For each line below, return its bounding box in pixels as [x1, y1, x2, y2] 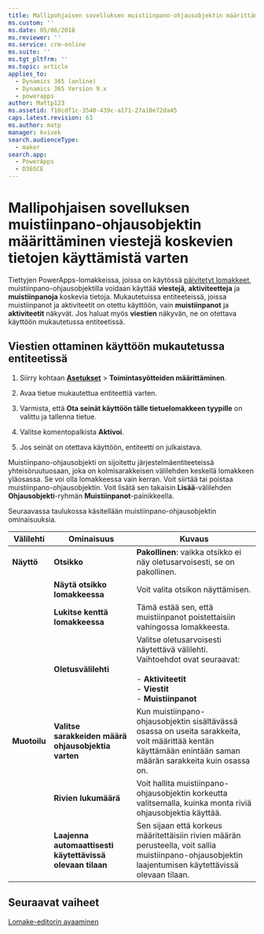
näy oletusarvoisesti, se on [136, 556, 236, 567]
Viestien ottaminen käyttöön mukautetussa [8, 340, 225, 353]
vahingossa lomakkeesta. [136, 621, 230, 632]
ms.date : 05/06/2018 [8, 26, 76, 34]
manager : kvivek [8, 128, 61, 136]
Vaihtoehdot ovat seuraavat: [136, 654, 240, 665]
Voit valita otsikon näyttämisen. [136, 584, 251, 595]
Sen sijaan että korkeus [136, 820, 222, 831]
